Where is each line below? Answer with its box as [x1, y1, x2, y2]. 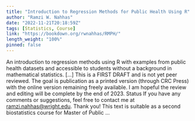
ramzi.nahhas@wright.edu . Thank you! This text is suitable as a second [6, 103, 181, 110]
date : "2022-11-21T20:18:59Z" [6, 20, 81, 26]
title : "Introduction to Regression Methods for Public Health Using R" [6, 8, 190, 15]
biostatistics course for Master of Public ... [6, 108, 110, 116]
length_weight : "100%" [6, 36, 62, 42]
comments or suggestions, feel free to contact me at [6, 96, 135, 103]
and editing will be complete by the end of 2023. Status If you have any [6, 90, 181, 97]
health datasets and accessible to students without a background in [6, 64, 172, 72]
